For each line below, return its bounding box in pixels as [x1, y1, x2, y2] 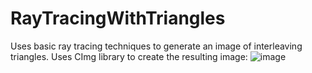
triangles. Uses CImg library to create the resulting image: [10, 50, 248, 62]
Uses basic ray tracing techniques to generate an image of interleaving [10, 40, 303, 52]
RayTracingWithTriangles [10, 7, 226, 30]
